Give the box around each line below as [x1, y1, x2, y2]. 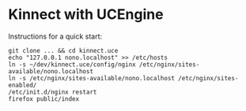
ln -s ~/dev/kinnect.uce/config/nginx [8, 61, 136, 68]
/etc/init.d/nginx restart [8, 88, 97, 96]
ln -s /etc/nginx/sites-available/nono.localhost [8, 74, 176, 82]
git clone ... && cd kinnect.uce [8, 46, 119, 54]
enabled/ [8, 81, 37, 89]
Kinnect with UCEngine [8, 6, 164, 24]
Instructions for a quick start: [8, 31, 103, 41]
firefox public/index [8, 94, 80, 103]
